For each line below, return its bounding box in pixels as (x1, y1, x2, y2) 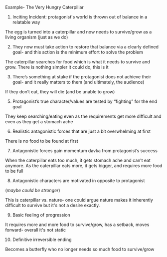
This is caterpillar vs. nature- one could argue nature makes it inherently (5, 197, 154, 203)
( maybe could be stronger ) (5, 187, 61, 193)
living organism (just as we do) (5, 34, 68, 40)
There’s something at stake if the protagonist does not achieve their (12, 74, 152, 79)
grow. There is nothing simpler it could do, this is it (5, 64, 109, 70)
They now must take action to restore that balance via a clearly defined (12, 44, 159, 49)
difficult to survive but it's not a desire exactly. (5, 202, 100, 208)
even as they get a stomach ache (5, 119, 73, 124)
